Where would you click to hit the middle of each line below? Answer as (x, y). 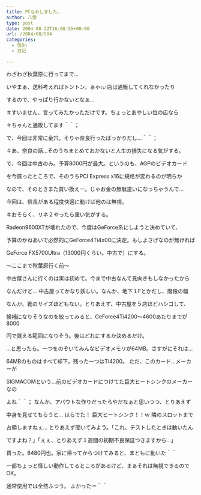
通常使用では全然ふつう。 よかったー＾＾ (57, 486)
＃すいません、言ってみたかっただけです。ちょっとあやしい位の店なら (92, 112)
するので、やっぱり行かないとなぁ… (50, 99)
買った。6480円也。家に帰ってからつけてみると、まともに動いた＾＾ (91, 453)
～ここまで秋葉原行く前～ (38, 266)
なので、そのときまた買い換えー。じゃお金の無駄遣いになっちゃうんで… (95, 189)
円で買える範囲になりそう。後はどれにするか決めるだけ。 (77, 336)
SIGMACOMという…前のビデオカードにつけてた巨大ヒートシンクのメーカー (100, 381)
